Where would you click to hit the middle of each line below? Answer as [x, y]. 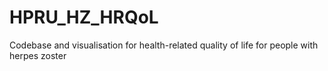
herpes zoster [38, 55]
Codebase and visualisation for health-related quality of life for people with [164, 45]
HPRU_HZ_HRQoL [84, 17]
